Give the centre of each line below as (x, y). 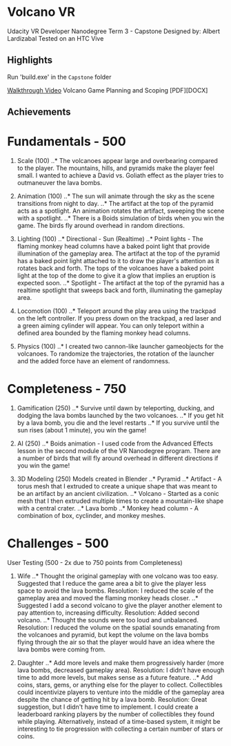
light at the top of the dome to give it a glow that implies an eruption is (116, 276)
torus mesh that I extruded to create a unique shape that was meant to (117, 486)
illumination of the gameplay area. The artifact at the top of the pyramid (119, 254)
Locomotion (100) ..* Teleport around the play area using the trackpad (116, 311)
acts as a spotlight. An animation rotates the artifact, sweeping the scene (121, 211)
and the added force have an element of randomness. (93, 361)
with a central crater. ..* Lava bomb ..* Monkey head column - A (108, 508)
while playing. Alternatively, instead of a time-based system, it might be (119, 721)
